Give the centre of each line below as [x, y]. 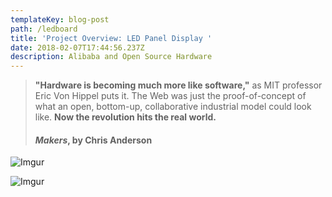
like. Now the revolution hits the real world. [125, 117]
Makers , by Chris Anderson [93, 140]
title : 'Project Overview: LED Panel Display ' [111, 38]
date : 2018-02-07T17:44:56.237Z [77, 47]
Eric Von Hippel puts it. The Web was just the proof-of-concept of [170, 96]
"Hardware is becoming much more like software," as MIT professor [178, 85]
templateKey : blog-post [60, 19]
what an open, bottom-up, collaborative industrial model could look [173, 107]
